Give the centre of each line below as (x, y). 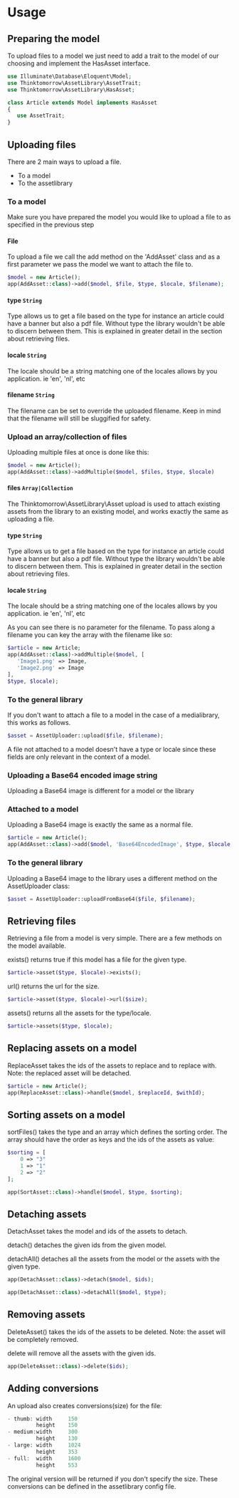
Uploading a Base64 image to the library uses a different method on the (112, 878)
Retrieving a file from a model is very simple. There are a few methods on (115, 939)
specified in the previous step (51, 224)
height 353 (57, 1452)
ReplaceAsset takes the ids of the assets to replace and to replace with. (112, 1065)
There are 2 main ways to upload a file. (64, 162)
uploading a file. (31, 519)
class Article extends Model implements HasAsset (83, 103)
